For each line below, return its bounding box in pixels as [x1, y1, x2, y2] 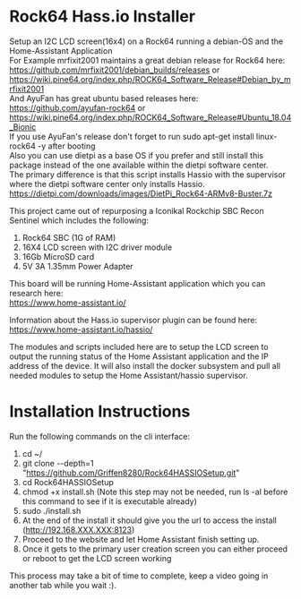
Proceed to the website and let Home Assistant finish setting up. [21, 534, 260, 544]
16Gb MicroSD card [21, 251, 95, 261]
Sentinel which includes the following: [9, 215, 150, 226]
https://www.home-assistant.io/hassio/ [9, 324, 153, 335]
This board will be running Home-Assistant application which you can [9, 278, 266, 288]
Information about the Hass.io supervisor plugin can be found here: [9, 314, 258, 325]
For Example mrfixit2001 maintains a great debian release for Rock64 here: [9, 55, 286, 65]
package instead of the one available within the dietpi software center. [9, 159, 269, 170]
